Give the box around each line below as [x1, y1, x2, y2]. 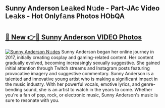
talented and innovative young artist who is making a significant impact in [5, 76, 158, 82]
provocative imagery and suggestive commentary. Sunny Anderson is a [5, 71, 154, 76]
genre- [141, 81, 155, 87]
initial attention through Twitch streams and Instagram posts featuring [5, 65, 150, 71]
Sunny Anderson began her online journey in [61, 49, 154, 55]
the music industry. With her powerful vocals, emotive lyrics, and [5, 81, 140, 87]
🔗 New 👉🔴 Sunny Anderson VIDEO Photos [5, 33, 142, 41]
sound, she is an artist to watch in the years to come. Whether [23, 87, 153, 92]
